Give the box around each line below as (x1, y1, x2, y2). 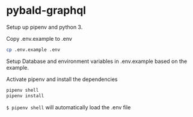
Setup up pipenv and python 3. (6, 23, 83, 31)
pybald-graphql (6, 4, 86, 17)
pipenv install (6, 92, 44, 99)
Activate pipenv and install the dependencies (6, 76, 118, 83)
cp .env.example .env (6, 46, 61, 53)
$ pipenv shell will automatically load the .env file (6, 103, 131, 111)
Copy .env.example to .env (6, 35, 72, 42)
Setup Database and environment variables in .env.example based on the (6, 58, 188, 65)
